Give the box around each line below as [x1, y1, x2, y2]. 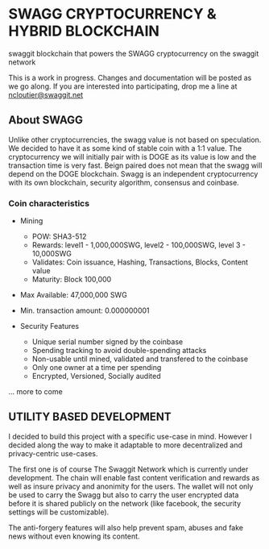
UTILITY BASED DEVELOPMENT [8, 410, 172, 424]
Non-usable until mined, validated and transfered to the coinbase [31, 354, 248, 364]
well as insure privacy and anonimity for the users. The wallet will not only [8, 481, 254, 491]
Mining [19, 216, 43, 226]
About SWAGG [8, 114, 83, 127]
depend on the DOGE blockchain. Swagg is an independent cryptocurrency [8, 168, 259, 178]
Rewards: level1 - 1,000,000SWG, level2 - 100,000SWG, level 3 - [31, 240, 246, 250]
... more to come [8, 387, 63, 397]
